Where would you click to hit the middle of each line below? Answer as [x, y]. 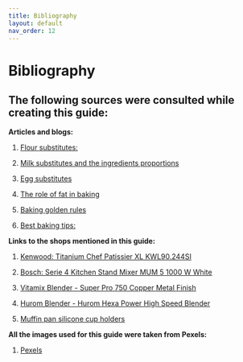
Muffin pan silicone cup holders [72, 319]
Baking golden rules [53, 210]
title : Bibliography [43, 16]
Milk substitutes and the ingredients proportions [99, 163]
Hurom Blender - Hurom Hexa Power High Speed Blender [115, 303]
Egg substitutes [46, 179]
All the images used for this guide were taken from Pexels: [108, 335]
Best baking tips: [48, 225]
